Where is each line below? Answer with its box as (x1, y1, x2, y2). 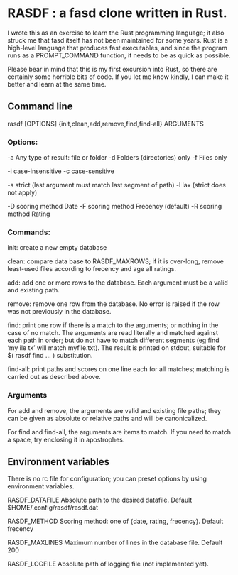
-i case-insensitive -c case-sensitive (7, 167, 115, 175)
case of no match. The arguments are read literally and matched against (7, 329, 219, 337)
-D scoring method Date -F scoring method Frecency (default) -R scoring (7, 202, 222, 211)
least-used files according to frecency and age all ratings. (7, 265, 176, 273)
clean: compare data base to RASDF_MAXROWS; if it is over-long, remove (7, 257, 224, 265)
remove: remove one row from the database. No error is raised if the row (7, 300, 220, 308)
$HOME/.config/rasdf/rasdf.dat (7, 503, 98, 512)
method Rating (7, 209, 50, 218)
